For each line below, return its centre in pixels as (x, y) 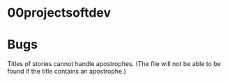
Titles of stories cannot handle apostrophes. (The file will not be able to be (114, 64)
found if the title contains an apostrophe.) (67, 72)
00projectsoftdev (59, 13)
